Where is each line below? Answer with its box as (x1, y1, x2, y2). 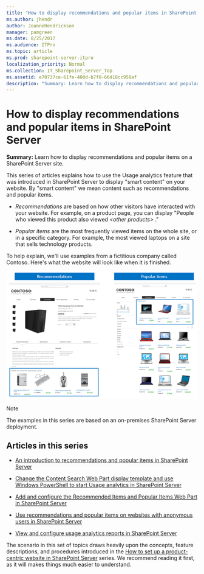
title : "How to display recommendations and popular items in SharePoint (6, 10, 197, 16)
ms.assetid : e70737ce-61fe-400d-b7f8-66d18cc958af (6, 74, 137, 80)
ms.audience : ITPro (6, 42, 56, 48)
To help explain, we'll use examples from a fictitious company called (6, 253, 177, 260)
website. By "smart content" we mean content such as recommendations (6, 184, 189, 192)
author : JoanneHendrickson (6, 23, 75, 29)
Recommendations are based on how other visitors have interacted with (15, 203, 195, 210)
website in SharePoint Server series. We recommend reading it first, (25, 555, 195, 562)
